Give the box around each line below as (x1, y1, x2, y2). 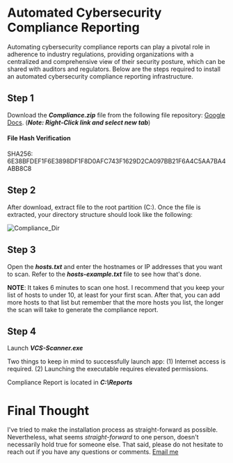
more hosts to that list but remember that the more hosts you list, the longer (7, 298, 224, 307)
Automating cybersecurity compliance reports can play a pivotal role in (7, 42, 211, 51)
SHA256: (7, 149, 33, 158)
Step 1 (7, 92, 35, 104)
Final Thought (7, 403, 90, 419)
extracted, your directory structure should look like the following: (7, 210, 193, 218)
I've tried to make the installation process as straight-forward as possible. (7, 425, 218, 434)
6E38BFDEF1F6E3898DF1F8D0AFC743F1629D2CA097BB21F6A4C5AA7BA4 (7, 156, 226, 165)
